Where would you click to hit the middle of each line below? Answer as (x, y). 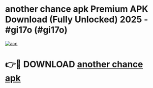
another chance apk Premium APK (77, 9)
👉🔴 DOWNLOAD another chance (74, 64)
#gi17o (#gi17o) (36, 30)
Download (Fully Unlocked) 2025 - (77, 19)
